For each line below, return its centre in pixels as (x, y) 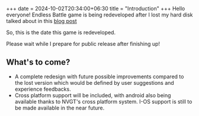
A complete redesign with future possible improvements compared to (99, 77)
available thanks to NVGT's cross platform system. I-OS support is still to (103, 101)
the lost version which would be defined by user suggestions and (94, 82)
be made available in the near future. (60, 108)
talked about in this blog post (41, 21)
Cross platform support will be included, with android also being (93, 95)
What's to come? (38, 62)
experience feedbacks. (43, 89)
